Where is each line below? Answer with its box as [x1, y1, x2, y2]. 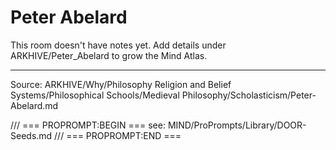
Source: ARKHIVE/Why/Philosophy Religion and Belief [10, 78, 232, 90]
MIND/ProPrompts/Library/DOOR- [167, 119, 307, 131]
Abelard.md [10, 99, 59, 111]
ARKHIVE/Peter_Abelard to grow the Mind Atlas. [10, 49, 208, 61]
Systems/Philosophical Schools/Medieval [10, 89, 180, 101]
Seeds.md [10, 129, 53, 141]
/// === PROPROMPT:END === [54, 129, 182, 141]
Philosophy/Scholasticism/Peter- [181, 89, 317, 101]
